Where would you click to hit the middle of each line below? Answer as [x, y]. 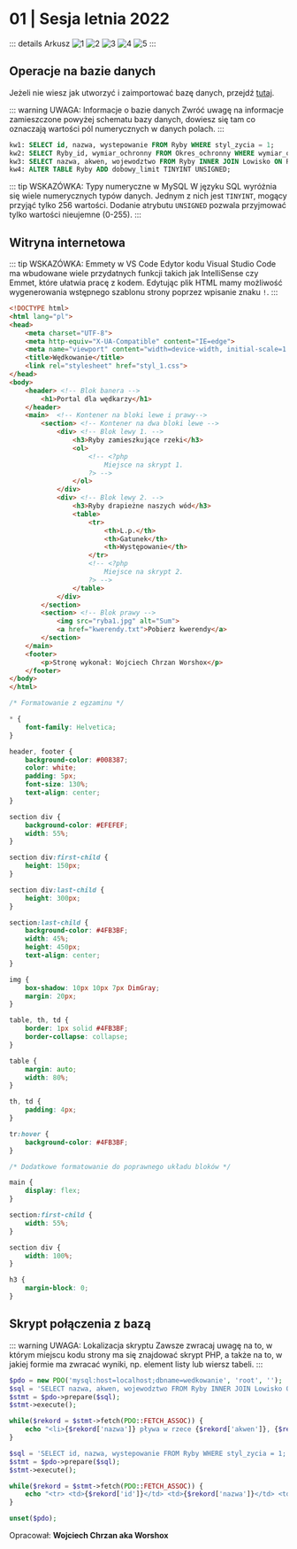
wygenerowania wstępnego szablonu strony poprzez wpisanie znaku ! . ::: [144, 292]
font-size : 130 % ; [57, 785]
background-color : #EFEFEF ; [76, 825]
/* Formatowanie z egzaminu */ [67, 703]
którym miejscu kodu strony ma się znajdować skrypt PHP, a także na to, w [146, 1354]
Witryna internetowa [68, 242]
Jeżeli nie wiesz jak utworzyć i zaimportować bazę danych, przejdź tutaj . [142, 92]
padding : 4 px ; [51, 1110]
